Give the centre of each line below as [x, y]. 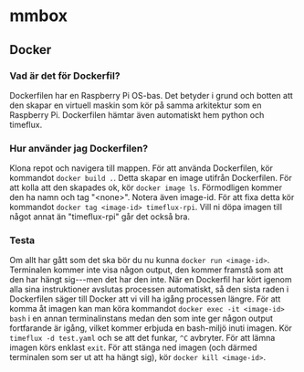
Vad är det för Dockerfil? [65, 76]
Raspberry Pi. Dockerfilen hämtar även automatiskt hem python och [137, 114]
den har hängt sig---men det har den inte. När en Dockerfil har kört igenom [151, 280]
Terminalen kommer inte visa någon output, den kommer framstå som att [147, 270]
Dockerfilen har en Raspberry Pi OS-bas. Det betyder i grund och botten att [152, 95]
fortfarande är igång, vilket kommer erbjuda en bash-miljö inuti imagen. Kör [151, 328]
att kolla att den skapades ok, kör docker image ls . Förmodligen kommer [146, 187]
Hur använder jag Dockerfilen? [79, 148]
